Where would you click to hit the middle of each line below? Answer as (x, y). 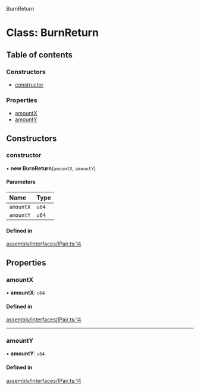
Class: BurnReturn (53, 33)
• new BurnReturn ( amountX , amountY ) (51, 168)
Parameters (21, 182)
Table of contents (39, 55)
